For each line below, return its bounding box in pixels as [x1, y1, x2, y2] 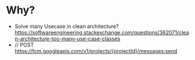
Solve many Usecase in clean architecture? [14, 23, 119, 30]
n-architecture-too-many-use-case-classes [14, 35, 121, 42]
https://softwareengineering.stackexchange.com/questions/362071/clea [14, 29, 189, 36]
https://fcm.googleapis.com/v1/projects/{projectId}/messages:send [14, 47, 177, 54]
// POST [14, 41, 34, 48]
